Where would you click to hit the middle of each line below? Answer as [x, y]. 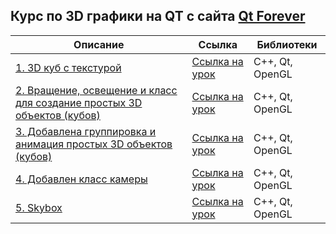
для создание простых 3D [79, 102]
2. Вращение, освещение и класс [96, 90]
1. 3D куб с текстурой [68, 67]
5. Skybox [39, 207]
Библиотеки [287, 44]
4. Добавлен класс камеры [81, 179]
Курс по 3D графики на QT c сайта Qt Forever [158, 16]
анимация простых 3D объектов [94, 144]
